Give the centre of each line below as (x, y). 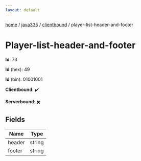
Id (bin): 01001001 (24, 79)
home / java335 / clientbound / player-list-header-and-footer (69, 25)
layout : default (22, 10)
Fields (15, 119)
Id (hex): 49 (18, 69)
